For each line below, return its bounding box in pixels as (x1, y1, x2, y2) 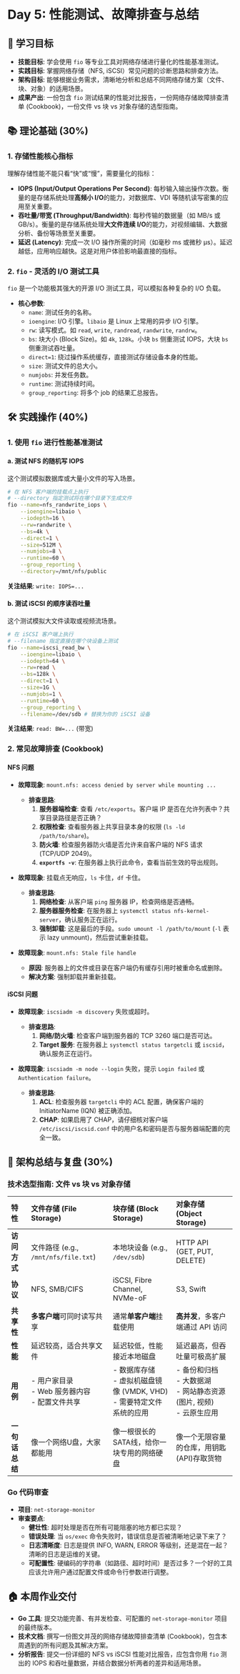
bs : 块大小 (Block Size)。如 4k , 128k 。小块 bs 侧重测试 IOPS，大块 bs (28, 334, 229, 343)
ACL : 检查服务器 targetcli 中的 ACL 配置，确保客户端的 (39, 1097, 204, 1106)
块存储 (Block (112, 1204, 159, 1214)
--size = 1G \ (20, 684, 56, 692)
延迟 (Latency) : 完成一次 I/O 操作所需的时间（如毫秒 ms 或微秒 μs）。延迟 (17, 237, 233, 246)
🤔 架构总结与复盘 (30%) (7, 1156, 113, 1168)
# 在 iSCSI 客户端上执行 (7, 631, 74, 638)
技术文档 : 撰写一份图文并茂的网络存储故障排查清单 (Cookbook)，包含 (17, 1632, 221, 1640)
